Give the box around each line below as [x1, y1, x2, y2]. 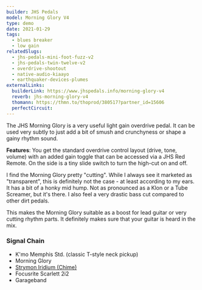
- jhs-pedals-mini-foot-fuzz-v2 [12, 54, 94, 60]
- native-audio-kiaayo [12, 71, 69, 77]
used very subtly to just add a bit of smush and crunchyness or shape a [6, 128, 186, 136]
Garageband [15, 276, 47, 283]
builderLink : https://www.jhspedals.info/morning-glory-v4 [12, 88, 165, 94]
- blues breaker [12, 37, 53, 43]
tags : [6, 32, 20, 38]
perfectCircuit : [12, 105, 53, 111]
